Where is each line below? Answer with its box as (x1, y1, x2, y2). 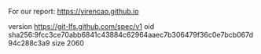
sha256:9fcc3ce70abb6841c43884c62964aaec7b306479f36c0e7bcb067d (8, 31, 254, 39)
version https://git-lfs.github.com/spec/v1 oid (8, 22, 155, 31)
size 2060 (51, 38, 84, 48)
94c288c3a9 (8, 38, 50, 48)
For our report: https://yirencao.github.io (8, 7, 139, 16)
